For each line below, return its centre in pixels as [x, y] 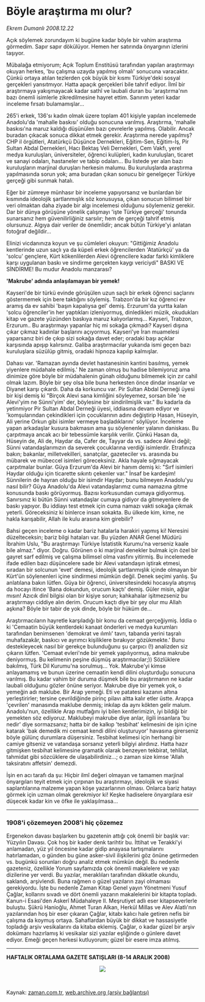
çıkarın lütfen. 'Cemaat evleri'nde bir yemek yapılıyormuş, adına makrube [98, 653]
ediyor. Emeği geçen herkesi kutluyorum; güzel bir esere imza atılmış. [94, 940]
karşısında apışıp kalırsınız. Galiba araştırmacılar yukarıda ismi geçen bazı [99, 345]
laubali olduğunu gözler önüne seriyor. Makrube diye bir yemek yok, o [94, 685]
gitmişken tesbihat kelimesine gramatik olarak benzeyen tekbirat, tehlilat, [98, 750]
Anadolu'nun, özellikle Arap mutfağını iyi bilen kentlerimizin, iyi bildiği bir [97, 711]
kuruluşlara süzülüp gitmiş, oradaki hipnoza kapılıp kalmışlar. [82, 351]
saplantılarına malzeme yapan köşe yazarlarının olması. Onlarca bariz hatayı [101, 788]
